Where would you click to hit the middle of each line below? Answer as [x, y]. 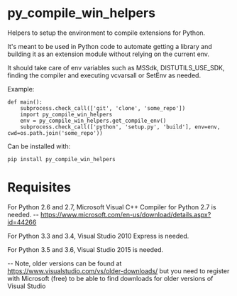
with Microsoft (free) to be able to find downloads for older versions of [110, 278]
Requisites [39, 188]
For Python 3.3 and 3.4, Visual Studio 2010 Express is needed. [98, 236]
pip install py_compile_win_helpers [61, 159]
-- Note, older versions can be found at [65, 263]
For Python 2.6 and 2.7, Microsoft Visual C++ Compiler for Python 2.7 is [112, 207]
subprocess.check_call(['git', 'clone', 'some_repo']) [103, 108]
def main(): [25, 102]
